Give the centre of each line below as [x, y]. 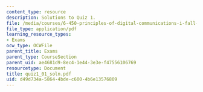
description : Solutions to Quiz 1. [51, 18]
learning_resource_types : [39, 34]
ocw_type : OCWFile [29, 46]
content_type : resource [36, 12]
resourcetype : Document [36, 68]
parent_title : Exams [32, 51]
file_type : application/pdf [42, 29]
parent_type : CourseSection [42, 57]
